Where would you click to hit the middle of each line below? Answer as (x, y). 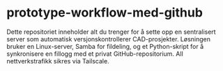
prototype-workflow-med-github (105, 13)
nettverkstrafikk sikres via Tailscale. (58, 61)
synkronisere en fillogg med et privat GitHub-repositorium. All (95, 54)
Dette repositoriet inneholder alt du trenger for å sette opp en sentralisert (111, 32)
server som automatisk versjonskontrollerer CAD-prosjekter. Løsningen (108, 39)
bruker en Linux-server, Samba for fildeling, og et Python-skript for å (105, 46)
